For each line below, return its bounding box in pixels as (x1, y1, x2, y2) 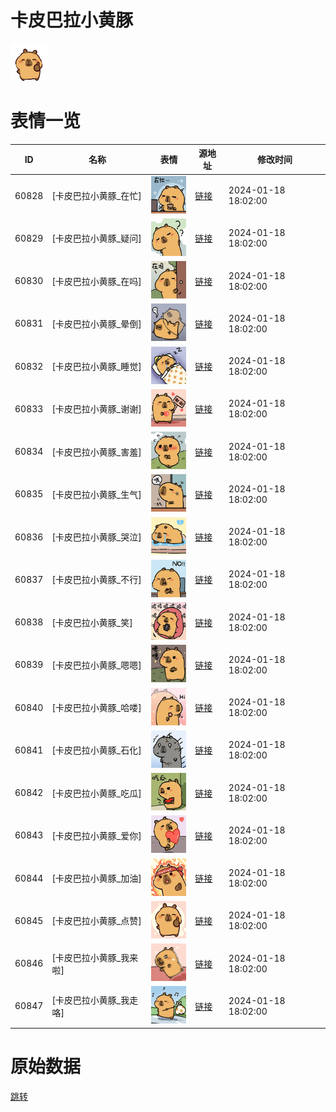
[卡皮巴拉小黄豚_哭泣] (51, 531, 142, 543)
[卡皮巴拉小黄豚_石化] (51, 744, 142, 756)
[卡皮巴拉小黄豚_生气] (51, 488, 142, 500)
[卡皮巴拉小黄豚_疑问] (51, 232, 142, 245)
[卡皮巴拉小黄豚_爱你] (51, 829, 142, 841)
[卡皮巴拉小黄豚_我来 (51, 951, 139, 963)
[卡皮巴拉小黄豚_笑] (51, 616, 133, 628)
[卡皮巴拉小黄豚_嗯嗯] (51, 659, 142, 671)
